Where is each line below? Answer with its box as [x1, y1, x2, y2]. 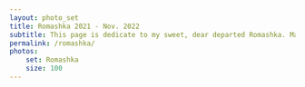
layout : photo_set [9, 13, 79, 23]
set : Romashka [25, 55, 79, 64]
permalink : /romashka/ [9, 38, 95, 48]
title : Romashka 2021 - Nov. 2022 [9, 22, 141, 31]
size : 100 [25, 64, 64, 73]
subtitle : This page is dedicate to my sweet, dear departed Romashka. [9, 30, 286, 39]
